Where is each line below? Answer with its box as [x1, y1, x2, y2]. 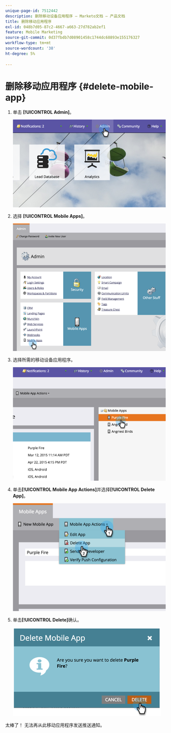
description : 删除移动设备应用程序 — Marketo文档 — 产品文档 [5, 13, 126, 19]
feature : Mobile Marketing [5, 30, 63, 35]
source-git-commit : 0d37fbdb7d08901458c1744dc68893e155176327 [5, 35, 140, 40]
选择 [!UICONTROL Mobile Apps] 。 [12, 213, 88, 219]
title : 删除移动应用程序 [5, 19, 52, 24]
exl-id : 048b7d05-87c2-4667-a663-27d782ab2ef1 [5, 24, 106, 30]
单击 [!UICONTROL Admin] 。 [12, 109, 74, 115]
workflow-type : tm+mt [5, 41, 51, 46]
